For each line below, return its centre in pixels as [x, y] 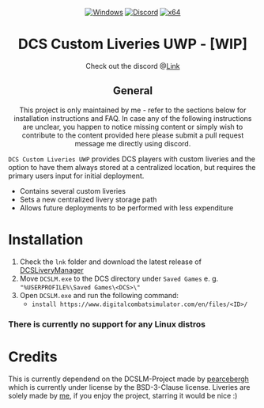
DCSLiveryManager [52, 270]
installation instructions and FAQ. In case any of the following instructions [133, 118]
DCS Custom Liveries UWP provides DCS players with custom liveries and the [132, 159]
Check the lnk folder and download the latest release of [110, 262]
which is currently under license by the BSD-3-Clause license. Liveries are [129, 387]
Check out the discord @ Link [133, 66]
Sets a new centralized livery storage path [88, 199]
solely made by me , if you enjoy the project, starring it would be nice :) [123, 395]
